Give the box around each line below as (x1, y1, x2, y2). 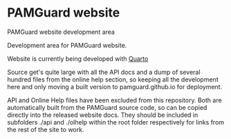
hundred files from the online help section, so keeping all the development (7, 75, 219, 84)
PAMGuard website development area (7, 28, 115, 36)
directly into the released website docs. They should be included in (7, 111, 198, 119)
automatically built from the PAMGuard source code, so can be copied (7, 103, 207, 111)
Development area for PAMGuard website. (7, 41, 127, 49)
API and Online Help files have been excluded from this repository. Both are (7, 95, 223, 104)
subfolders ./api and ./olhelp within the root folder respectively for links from (7, 118, 225, 126)
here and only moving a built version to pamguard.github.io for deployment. (7, 82, 223, 91)
